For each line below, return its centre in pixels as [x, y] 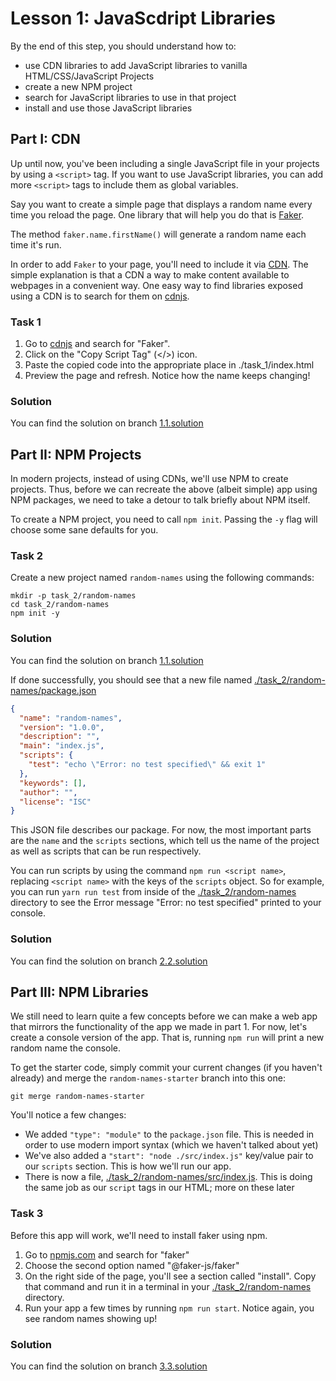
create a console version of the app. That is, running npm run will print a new [167, 1038]
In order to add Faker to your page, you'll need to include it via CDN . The [159, 264]
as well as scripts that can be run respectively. [106, 851]
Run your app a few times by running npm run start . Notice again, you [169, 1308]
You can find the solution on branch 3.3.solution [109, 1366]
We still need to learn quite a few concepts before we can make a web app [164, 1016]
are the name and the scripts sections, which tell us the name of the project [165, 841]
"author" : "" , [48, 792]
